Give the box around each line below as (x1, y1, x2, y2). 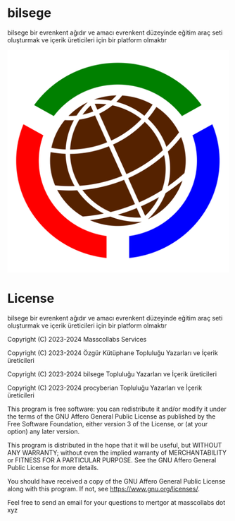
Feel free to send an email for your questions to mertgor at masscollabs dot (7, 498, 226, 506)
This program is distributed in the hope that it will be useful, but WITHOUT (7, 441, 222, 449)
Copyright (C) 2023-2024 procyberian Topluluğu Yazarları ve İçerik (7, 383, 203, 392)
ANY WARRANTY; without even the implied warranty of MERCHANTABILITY (7, 448, 227, 457)
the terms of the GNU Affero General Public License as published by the (7, 412, 216, 421)
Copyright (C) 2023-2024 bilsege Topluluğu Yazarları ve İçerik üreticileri (7, 369, 217, 378)
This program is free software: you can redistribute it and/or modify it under (7, 405, 227, 413)
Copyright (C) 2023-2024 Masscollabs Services (7, 335, 147, 343)
